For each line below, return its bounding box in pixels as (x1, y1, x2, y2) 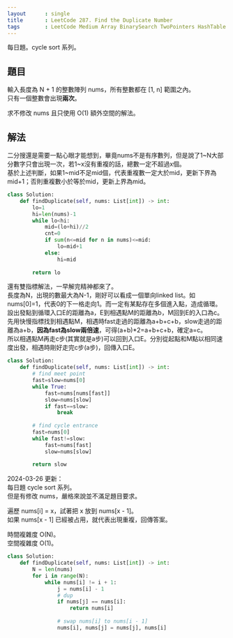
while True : (32, 383, 68, 390)
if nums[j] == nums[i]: (57, 598, 127, 605)
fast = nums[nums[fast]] (44, 390, 111, 397)
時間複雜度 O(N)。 (7, 531, 60, 539)
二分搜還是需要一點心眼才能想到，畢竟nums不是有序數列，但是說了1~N (7, 151, 211, 159)
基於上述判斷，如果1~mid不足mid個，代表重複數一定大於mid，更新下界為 (7, 169, 217, 176)
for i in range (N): (32, 572, 89, 579)
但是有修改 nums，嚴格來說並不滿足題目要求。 (7, 492, 142, 501)
